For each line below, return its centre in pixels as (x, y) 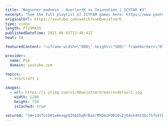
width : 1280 (26, 97)
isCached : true (30, 106)
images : (13, 88)
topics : (13, 74)
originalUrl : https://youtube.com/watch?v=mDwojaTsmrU (63, 19)
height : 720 (26, 101)
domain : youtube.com (31, 65)
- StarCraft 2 (24, 79)
